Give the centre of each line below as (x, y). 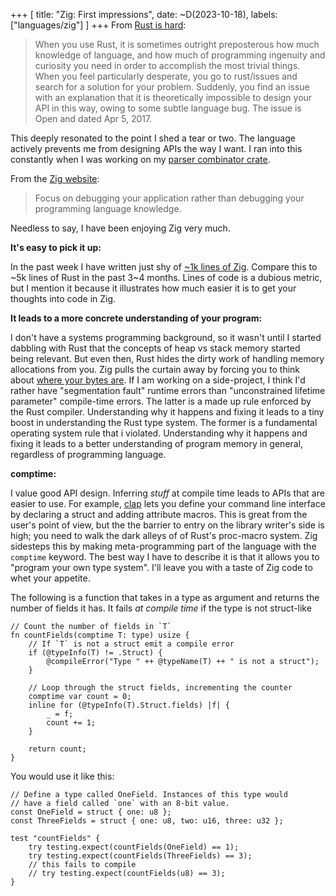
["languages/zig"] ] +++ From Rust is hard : (98, 25)
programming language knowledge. (108, 208)
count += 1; (71, 723)
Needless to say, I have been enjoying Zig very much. (120, 228)
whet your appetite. (50, 578)
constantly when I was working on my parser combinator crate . (140, 159)
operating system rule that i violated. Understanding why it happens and (159, 433)
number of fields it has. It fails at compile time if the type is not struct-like (161, 608)
